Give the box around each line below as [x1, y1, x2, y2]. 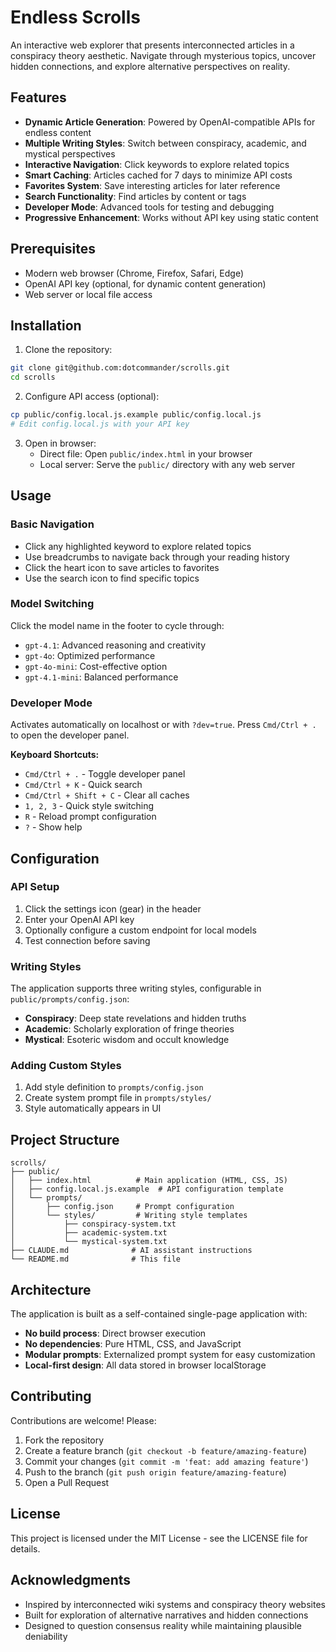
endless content [24, 126, 92, 138]
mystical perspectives [24, 147, 116, 160]
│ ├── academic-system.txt [10, 1228, 168, 1238]
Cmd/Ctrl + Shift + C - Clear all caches [24, 789, 190, 801]
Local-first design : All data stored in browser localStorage [24, 1359, 267, 1371]
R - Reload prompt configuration [24, 811, 157, 823]
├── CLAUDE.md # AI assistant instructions [10, 1246, 253, 1256]
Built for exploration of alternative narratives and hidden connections [24, 1609, 309, 1621]
